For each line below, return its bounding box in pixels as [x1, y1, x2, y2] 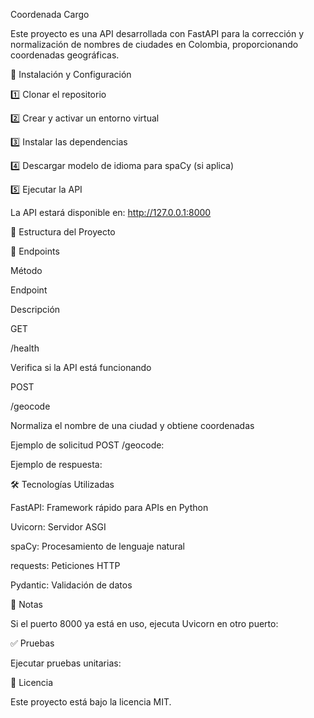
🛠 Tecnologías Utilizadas [10, 479, 115, 490]
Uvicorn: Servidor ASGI [10, 521, 107, 533]
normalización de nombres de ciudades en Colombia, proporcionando [10, 39, 299, 50]
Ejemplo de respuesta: [10, 459, 103, 470]
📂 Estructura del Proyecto [10, 226, 116, 238]
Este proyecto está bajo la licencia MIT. [10, 696, 172, 708]
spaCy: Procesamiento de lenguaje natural [10, 540, 185, 552]
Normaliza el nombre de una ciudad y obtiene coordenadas [10, 420, 255, 431]
